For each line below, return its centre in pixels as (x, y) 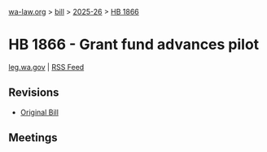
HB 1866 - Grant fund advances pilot (134, 45)
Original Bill (39, 112)
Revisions (34, 93)
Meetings (33, 138)
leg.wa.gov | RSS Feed (46, 67)
